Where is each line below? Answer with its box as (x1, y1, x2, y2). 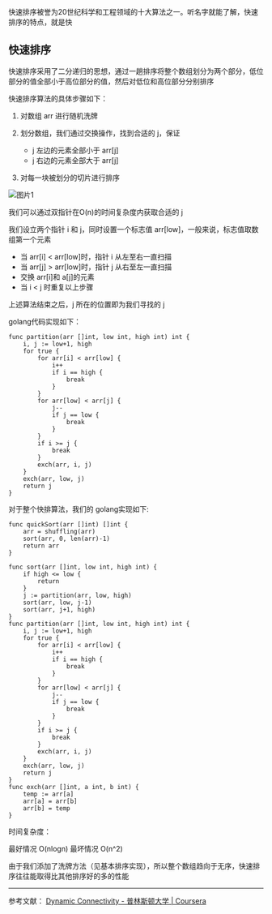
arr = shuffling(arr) (23, 527, 96, 535)
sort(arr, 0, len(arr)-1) (23, 534, 111, 543)
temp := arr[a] (23, 790, 74, 798)
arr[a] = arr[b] (23, 797, 79, 805)
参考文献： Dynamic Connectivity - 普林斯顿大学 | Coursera (8, 895, 206, 906)
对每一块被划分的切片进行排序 (19, 173, 120, 182)
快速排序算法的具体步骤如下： (8, 93, 108, 103)
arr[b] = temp (23, 804, 70, 813)
